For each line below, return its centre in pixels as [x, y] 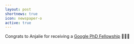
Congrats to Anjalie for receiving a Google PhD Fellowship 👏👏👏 [67, 36]
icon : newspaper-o [23, 18]
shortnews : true [21, 14]
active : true [18, 23]
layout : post [18, 9]
